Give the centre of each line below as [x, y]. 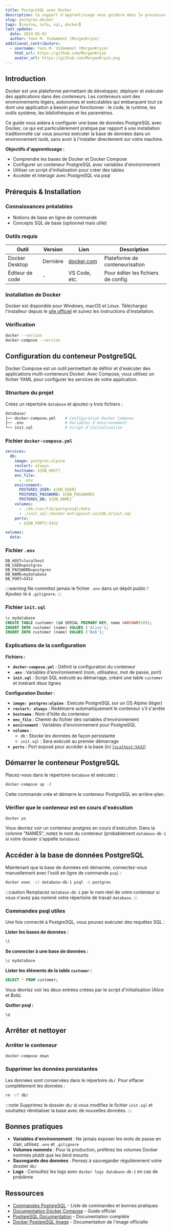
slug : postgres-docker [29, 20]
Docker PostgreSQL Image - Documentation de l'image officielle [80, 1222]
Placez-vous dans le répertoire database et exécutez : [62, 775]
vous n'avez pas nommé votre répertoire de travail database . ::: [71, 898]
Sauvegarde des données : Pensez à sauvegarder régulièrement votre [87, 1161]
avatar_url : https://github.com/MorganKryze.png [67, 58]
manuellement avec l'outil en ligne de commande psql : [63, 873]
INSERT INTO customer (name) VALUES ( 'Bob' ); [55, 632]
